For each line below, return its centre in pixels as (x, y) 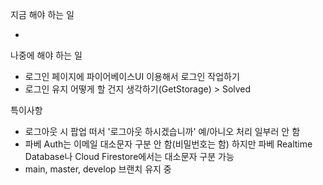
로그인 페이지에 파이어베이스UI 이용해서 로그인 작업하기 (132, 76)
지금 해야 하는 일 (42, 14)
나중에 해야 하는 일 (46, 55)
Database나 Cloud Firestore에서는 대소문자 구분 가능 (129, 156)
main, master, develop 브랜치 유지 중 (98, 169)
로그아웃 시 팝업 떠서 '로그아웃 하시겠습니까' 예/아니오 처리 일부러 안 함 (162, 131)
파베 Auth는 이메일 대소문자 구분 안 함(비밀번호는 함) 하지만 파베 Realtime (168, 144)
